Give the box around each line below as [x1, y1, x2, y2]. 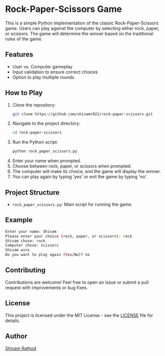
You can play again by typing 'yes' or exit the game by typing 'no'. [12, 174, 148, 180]
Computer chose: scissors [5, 243, 59, 248]
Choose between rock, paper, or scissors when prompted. [12, 163, 132, 169]
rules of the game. [5, 36, 43, 42]
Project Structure [5, 188, 60, 196]
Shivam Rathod [5, 345, 36, 351]
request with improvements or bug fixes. [5, 284, 88, 290]
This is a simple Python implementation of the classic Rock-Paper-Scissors [5, 20, 159, 26]
